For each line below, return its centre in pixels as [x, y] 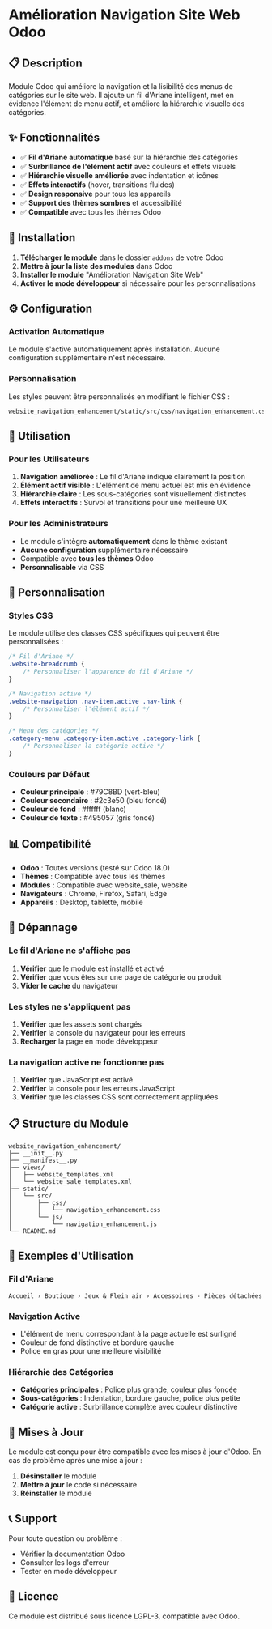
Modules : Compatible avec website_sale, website [104, 885]
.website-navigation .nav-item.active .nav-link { [96, 701]
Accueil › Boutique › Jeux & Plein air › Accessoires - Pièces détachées [136, 1296]
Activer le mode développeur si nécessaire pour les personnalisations [138, 283]
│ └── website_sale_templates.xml [70, 1181]
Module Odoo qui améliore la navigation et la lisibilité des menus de [121, 86]
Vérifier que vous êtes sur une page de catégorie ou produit [121, 976]
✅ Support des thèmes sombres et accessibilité [101, 202]
